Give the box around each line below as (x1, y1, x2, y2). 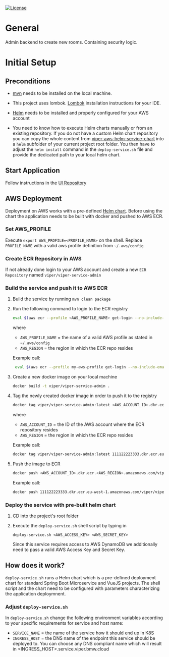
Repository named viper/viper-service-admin (5, 272, 101, 278)
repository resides (20, 426, 58, 432)
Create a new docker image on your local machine (12, 374, 118, 380)
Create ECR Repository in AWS (5, 255, 82, 262)
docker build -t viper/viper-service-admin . (12, 384, 110, 389)
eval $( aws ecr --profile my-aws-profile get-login (15, 365, 126, 370)
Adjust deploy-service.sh (5, 603, 68, 610)
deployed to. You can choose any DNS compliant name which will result (12, 640, 162, 646)
